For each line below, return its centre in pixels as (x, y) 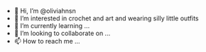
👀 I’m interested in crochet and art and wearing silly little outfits (106, 18)
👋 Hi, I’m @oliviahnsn (45, 11)
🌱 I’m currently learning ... (52, 26)
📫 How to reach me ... (47, 41)
